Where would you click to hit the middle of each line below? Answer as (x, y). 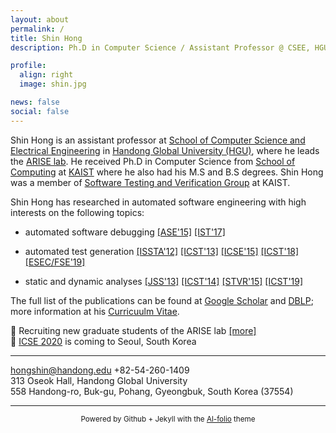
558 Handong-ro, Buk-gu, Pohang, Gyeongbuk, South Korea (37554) (152, 391)
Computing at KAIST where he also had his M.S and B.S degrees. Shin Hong (167, 172)
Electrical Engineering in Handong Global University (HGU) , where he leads (165, 150)
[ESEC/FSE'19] (55, 262)
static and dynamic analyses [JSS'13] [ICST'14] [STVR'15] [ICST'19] (164, 281)
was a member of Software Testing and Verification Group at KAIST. (150, 182)
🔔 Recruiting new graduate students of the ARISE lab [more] (133, 330)
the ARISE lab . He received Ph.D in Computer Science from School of (153, 161)
